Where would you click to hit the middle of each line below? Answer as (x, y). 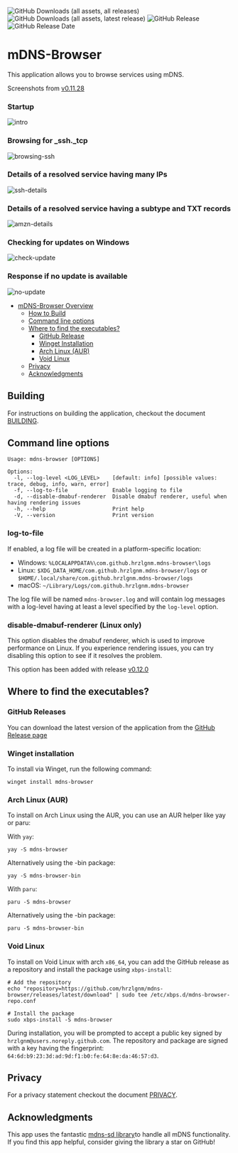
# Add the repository (39, 982)
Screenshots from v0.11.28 (46, 88)
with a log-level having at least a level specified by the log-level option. (113, 606)
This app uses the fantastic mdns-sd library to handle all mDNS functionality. (119, 1135)
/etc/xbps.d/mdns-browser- (190, 995)
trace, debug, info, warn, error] (59, 484)
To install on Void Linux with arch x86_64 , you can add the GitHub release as (118, 962)
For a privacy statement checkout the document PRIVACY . (92, 1095)
